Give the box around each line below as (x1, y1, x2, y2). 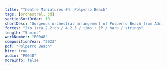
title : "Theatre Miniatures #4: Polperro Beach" (5, 7, 108, 12)
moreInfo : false (5, 58, 39, 63)
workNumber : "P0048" (5, 35, 48, 40)
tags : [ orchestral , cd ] (5, 12, 55, 17)
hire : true (5, 48, 28, 53)
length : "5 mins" (5, 30, 41, 35)
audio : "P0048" (5, 53, 37, 58)
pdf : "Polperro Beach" (5, 44, 52, 49)
